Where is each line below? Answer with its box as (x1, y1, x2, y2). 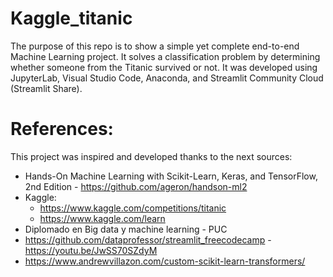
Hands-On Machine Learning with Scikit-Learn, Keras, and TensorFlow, (24, 170, 318, 182)
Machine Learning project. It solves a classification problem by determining (10, 50, 321, 62)
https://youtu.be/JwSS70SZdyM (24, 244, 158, 256)
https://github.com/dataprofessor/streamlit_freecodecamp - (24, 233, 272, 246)
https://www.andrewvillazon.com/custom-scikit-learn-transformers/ (24, 255, 306, 267)
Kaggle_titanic (10, 7, 133, 30)
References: (10, 118, 114, 141)
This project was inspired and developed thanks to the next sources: (10, 150, 293, 162)
